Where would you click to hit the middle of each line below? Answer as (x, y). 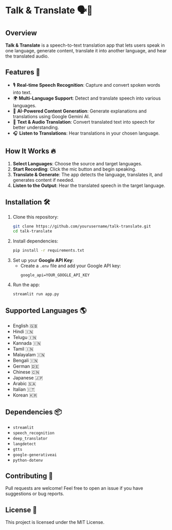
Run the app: (26, 285)
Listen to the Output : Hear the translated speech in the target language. (89, 185)
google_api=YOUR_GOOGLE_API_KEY (55, 275)
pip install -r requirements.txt (49, 251)
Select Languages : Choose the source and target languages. (78, 163)
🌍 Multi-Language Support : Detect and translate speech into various (87, 98)
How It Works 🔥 (31, 151)
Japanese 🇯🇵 (28, 377)
